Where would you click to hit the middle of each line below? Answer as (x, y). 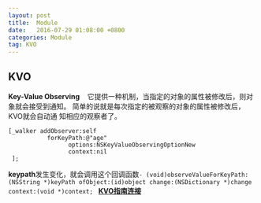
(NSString (24, 182)
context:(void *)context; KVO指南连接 (75, 190)
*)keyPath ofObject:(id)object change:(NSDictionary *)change (147, 182)
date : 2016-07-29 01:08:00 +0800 (67, 30)
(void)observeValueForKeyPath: (197, 175)
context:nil (88, 151)
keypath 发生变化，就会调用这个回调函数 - (76, 174)
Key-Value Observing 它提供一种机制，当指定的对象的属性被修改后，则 (127, 96)
